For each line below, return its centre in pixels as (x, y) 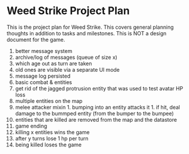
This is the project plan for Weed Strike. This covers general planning (90, 27)
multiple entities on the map (49, 101)
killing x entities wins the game (52, 132)
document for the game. (36, 39)
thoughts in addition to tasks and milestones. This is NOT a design (87, 33)
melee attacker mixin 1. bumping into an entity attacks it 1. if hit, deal (97, 107)
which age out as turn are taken (53, 63)
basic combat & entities (43, 82)
